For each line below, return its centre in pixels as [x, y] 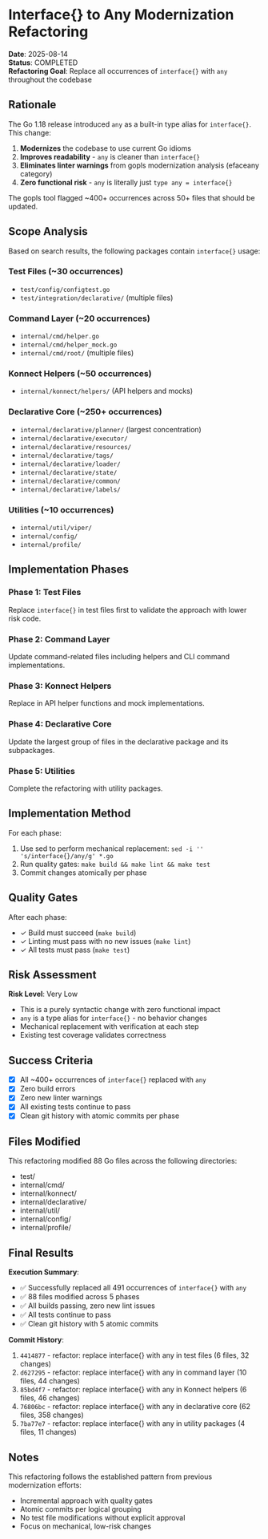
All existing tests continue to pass [75, 1107]
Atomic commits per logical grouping [80, 1509]
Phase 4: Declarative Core [60, 724]
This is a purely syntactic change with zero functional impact [120, 1010]
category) [36, 173]
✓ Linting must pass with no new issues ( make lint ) [105, 941]
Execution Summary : [44, 1272]
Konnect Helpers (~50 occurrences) [80, 374]
